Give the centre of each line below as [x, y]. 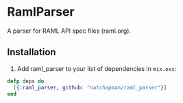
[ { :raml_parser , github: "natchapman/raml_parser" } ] [90, 87]
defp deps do [26, 81]
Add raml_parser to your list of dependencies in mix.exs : [97, 68]
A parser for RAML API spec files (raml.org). [69, 31]
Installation [32, 52]
